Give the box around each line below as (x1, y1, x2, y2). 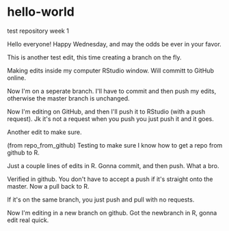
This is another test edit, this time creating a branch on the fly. (7, 53, 183, 62)
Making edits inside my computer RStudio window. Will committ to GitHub (7, 66, 214, 74)
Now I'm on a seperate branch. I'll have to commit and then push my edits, (7, 87, 217, 95)
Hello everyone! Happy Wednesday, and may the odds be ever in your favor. (7, 40, 222, 48)
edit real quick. (7, 216, 49, 224)
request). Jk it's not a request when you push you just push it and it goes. (7, 114, 214, 123)
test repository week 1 (7, 27, 70, 35)
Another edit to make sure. (7, 128, 82, 136)
